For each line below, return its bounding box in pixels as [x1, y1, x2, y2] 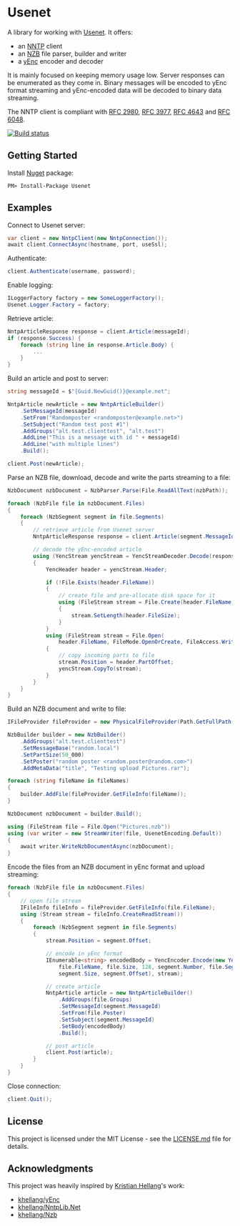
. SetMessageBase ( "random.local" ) [20, 744, 120, 752]
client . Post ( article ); [45, 1049, 114, 1056]
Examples [7, 201, 52, 214]
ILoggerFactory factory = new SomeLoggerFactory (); [7, 294, 164, 302]
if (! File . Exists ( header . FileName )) [45, 579, 155, 586]
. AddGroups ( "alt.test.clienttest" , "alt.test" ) [20, 427, 164, 434]
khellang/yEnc [17, 1195, 61, 1204]
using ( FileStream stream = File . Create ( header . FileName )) [58, 599, 238, 606]
